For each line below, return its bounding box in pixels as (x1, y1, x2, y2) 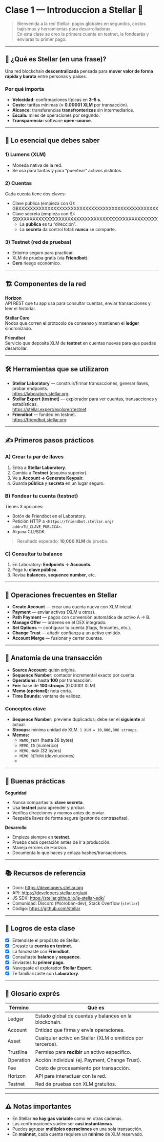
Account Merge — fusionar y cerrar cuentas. (12, 635, 103, 641)
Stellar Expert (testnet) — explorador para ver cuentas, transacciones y (12, 396, 158, 402)
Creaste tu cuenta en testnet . (12, 943, 72, 949)
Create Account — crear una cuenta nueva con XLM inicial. (12, 604, 133, 610)
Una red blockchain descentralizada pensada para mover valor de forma (5, 68, 154, 74)
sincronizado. (5, 326, 33, 332)
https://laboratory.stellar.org (12, 390, 69, 396)
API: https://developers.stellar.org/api (12, 890, 88, 896)
